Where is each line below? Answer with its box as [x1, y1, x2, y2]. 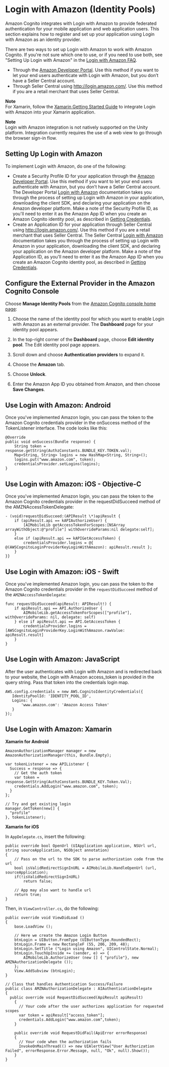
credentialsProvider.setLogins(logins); [14, 462, 100, 467]
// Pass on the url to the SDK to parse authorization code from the [14, 856, 164, 862]
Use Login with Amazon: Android [5, 401, 111, 409]
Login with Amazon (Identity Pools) [5, 4, 155, 15]
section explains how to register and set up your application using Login [5, 31, 155, 37]
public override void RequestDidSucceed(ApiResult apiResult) [10, 995, 143, 1000]
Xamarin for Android [5, 738, 49, 744]
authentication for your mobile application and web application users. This [5, 25, 159, 31]
